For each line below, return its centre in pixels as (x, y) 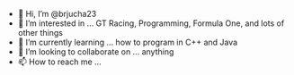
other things (40, 33)
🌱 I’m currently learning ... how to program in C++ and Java (128, 42)
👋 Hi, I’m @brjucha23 (57, 14)
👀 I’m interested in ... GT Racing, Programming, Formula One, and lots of (151, 23)
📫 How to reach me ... (59, 62)
